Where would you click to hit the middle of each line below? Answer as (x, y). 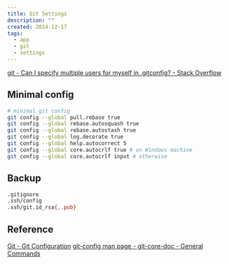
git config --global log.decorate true (65, 137)
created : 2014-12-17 (37, 27)
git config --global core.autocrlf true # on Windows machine (100, 150)
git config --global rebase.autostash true (72, 130)
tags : (15, 33)
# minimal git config (39, 111)
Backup (24, 178)
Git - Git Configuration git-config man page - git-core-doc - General (105, 246)
